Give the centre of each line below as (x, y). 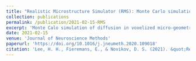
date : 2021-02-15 (27, 33)
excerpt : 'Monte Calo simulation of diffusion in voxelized (81, 28)
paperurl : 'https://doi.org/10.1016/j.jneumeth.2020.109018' (82, 44)
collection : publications (37, 17)
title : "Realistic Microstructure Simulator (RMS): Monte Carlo (86, 11)
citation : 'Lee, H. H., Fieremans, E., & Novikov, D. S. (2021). (87, 49)
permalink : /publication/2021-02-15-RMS (56, 22)
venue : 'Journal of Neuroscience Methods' (58, 38)
